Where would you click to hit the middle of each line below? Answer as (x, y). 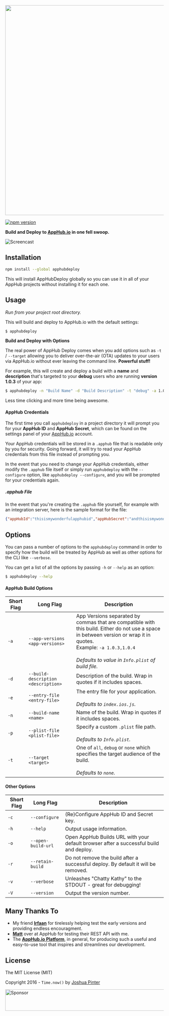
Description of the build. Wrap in (114, 676)
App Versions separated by (108, 616)
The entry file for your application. (116, 692)
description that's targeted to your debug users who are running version (81, 376)
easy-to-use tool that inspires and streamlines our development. (79, 944)
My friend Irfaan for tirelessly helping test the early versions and (79, 923)
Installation (23, 258)
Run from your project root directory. (43, 312)
